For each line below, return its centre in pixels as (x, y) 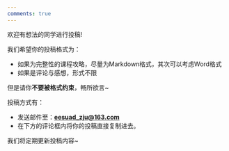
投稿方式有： (25, 102)
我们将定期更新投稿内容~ (43, 141)
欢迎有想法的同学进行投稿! (45, 34)
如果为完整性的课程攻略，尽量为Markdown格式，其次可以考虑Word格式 (119, 64)
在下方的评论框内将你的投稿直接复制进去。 (78, 125)
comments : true (29, 14)
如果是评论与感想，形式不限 (57, 72)
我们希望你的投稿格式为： (44, 49)
